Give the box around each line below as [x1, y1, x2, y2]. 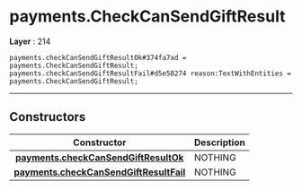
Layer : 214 [9, 36, 51, 47]
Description [194, 136, 245, 149]
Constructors [9, 109, 86, 125]
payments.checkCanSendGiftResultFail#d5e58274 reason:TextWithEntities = [9, 69, 292, 78]
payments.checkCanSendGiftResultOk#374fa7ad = [9, 53, 187, 62]
